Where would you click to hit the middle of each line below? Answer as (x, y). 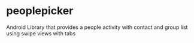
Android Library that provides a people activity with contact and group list (97, 27)
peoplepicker (40, 11)
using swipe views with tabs (41, 33)
